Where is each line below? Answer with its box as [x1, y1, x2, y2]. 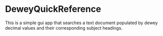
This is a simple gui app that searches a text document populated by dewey [5, 20, 158, 26]
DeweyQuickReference [5, 3, 102, 15]
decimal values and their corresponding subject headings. [5, 25, 123, 31]
